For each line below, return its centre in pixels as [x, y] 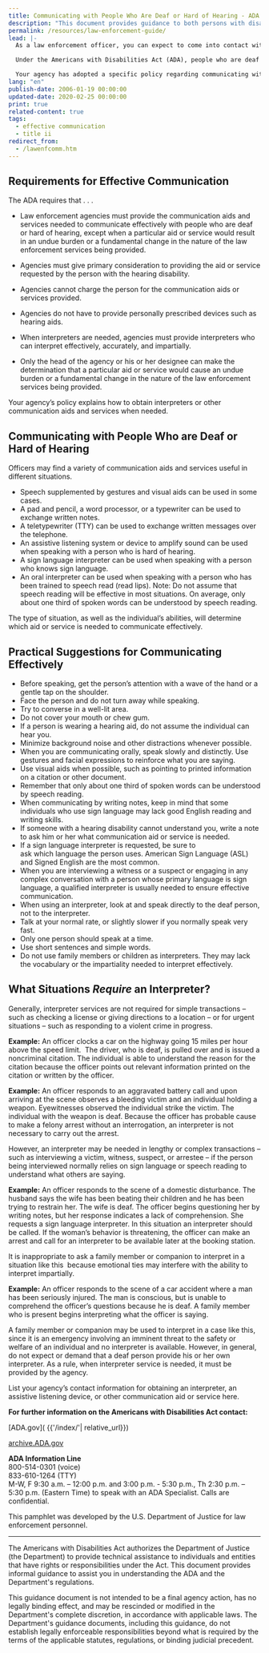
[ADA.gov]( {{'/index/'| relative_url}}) [69, 1427]
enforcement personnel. [48, 1525]
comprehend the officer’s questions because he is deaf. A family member [129, 1306]
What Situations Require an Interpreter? [109, 989]
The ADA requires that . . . [51, 200]
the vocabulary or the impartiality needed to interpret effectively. [126, 965]
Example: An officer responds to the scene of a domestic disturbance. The [132, 1190]
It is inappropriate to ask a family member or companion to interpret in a [127, 1256]
